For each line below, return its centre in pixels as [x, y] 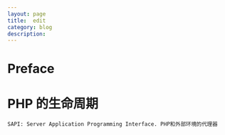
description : [27, 34]
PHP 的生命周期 [53, 103]
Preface [31, 69]
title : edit [27, 21]
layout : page [27, 14]
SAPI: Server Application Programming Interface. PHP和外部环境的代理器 [113, 124]
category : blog [30, 27]
